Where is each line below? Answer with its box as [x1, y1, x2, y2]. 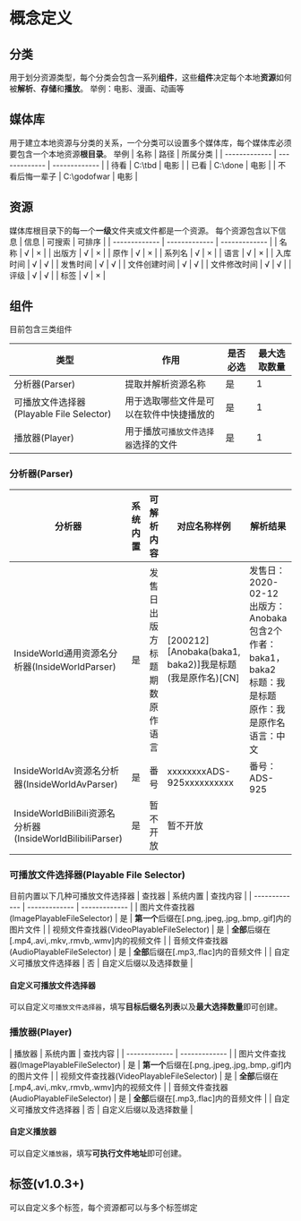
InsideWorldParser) [35, 660, 116, 672]
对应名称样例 [176, 520, 231, 533]
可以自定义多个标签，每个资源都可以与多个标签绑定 [9, 1201, 198, 1213]
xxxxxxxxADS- [167, 764, 231, 777]
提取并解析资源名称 [125, 378, 206, 390]
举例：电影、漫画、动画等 [89, 83, 185, 94]
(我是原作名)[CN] [167, 671, 240, 684]
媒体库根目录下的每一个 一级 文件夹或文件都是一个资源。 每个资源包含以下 [9, 225, 279, 235]
